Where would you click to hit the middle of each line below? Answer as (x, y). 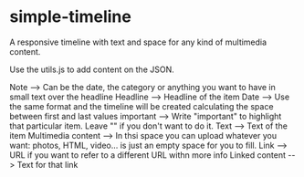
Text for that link (47, 164)
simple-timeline (71, 17)
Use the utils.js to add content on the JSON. (92, 69)
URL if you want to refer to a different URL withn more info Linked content (147, 155)
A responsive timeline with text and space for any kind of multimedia (138, 42)
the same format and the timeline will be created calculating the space (142, 106)
